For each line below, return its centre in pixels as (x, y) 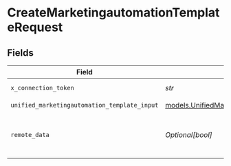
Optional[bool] (189, 135)
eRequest (35, 27)
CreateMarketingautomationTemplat (113, 13)
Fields (21, 53)
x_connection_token (42, 88)
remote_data (30, 135)
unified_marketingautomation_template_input (85, 105)
